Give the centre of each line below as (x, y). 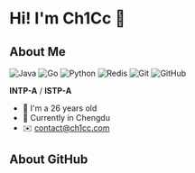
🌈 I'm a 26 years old (60, 108)
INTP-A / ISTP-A (41, 91)
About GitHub (49, 160)
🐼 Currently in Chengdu (66, 118)
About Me (37, 52)
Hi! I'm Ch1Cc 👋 (68, 18)
